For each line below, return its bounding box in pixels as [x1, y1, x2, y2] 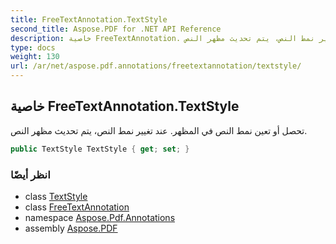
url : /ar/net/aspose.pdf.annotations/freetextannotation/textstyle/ [10, 61, 302, 71]
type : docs [10, 42, 56, 53]
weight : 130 [10, 52, 60, 62]
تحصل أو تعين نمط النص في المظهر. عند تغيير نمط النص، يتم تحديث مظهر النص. [10, 124, 308, 136]
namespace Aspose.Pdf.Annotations [24, 211, 176, 223]
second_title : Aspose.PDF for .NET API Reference [10, 24, 222, 34]
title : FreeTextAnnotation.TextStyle [10, 14, 168, 25]
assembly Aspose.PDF [24, 222, 118, 234]
